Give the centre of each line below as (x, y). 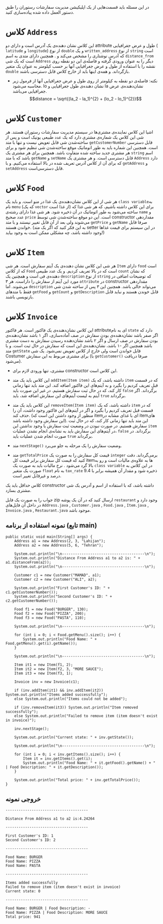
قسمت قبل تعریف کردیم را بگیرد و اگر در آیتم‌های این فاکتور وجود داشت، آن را (83, 410)
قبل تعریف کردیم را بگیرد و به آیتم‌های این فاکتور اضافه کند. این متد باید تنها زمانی (85, 385)
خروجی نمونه (23, 799)
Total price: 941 (23, 917)
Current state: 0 (23, 891)
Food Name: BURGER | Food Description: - (48, 908)
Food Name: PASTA (23, 866)
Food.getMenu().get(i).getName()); (41, 643)
